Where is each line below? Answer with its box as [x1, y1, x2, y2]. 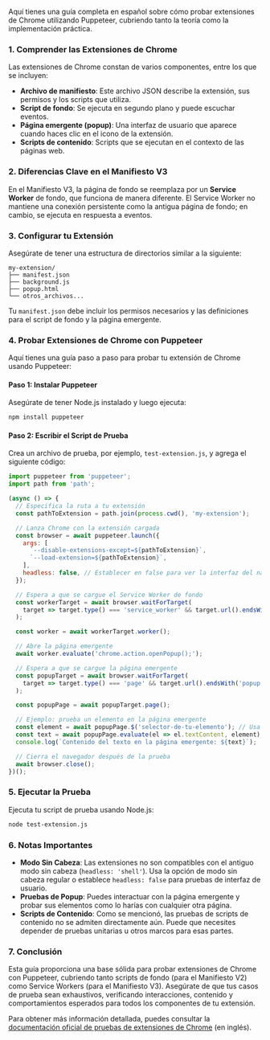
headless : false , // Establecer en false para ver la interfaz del [22, 569, 253, 577]
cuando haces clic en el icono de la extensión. [19, 129, 174, 139]
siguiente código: [8, 457, 66, 467]
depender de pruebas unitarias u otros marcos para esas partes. [19, 926, 235, 936]
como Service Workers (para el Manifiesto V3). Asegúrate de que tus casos [8, 981, 259, 991]
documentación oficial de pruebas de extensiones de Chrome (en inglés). [8, 1022, 252, 1032]
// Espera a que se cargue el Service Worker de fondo [15, 591, 203, 599]
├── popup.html [8, 285, 59, 293]
